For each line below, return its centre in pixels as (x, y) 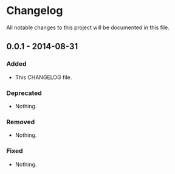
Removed (21, 122)
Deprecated (24, 93)
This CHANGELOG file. (43, 77)
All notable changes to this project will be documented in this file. (88, 27)
